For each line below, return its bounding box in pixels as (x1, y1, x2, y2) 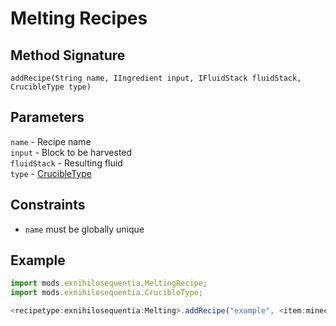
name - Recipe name (10, 135, 92, 147)
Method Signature (10, 47, 126, 64)
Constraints (10, 197, 86, 214)
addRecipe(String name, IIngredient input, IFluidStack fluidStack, (10, 73, 302, 83)
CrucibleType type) (10, 82, 92, 92)
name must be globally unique (24, 223, 145, 235)
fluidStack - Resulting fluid (10, 157, 123, 169)
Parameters (10, 109, 85, 126)
